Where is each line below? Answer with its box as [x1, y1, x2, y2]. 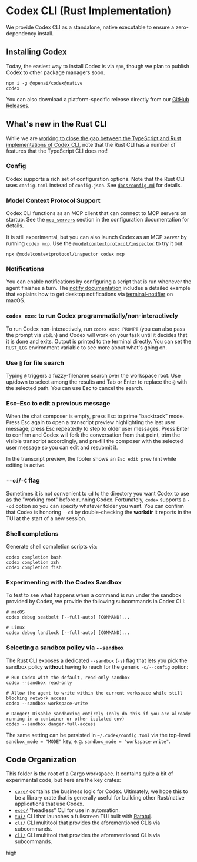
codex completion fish [6, 564, 62, 570]
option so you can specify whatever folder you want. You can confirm [15, 502, 184, 509]
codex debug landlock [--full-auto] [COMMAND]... [6, 630, 131, 636]
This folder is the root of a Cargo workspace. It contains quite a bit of [6, 770, 173, 777]
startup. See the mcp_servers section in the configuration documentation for [6, 216, 189, 223]
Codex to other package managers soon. [6, 69, 105, 76]
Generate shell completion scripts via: [6, 543, 98, 550]
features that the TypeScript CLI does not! [6, 147, 108, 154]
